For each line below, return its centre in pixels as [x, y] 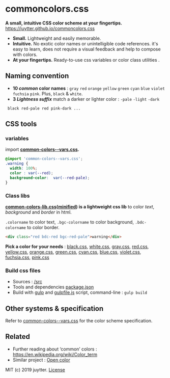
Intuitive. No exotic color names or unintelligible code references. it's [86, 43]
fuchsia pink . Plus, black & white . [48, 93]
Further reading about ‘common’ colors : [55, 349]
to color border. [43, 227]
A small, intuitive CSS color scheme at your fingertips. [64, 23]
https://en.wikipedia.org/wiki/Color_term [55, 354]
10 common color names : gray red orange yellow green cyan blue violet [89, 88]
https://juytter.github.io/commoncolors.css [50, 28]
